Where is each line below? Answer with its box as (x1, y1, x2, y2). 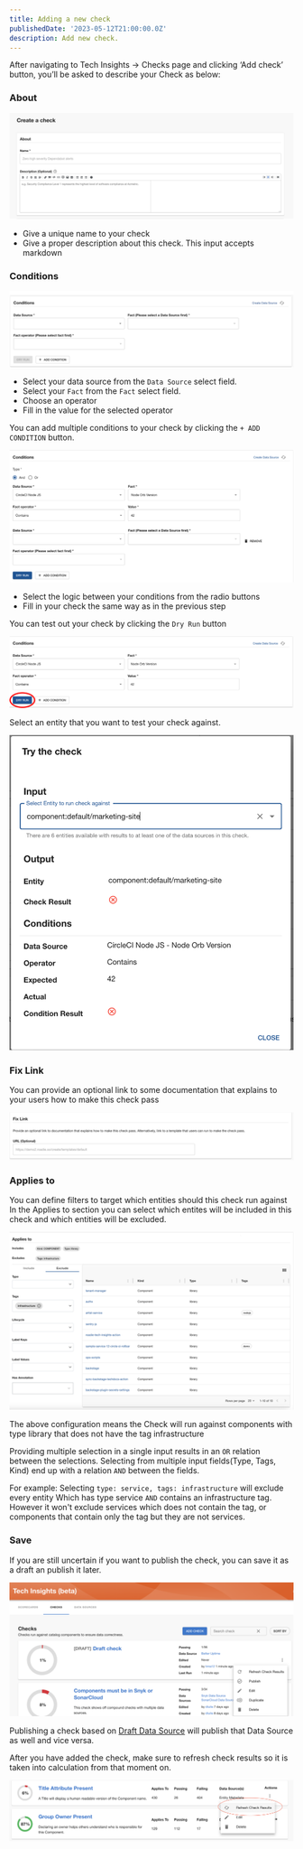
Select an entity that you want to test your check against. (9, 717, 221, 728)
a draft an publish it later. (9, 1564, 102, 1575)
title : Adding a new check (9, 14, 111, 23)
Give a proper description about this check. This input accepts (22, 238, 254, 248)
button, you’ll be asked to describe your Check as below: (9, 69, 221, 80)
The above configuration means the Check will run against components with (9, 1419, 293, 1430)
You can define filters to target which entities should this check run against (9, 1195, 288, 1206)
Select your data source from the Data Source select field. (22, 376, 237, 387)
